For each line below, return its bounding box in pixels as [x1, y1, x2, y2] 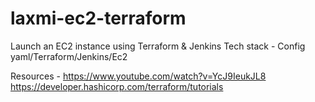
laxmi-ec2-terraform [10, 7, 187, 30]
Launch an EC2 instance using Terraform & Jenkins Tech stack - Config [10, 40, 306, 52]
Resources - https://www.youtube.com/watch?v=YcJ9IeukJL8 [10, 70, 267, 82]
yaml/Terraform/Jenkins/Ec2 [10, 50, 128, 62]
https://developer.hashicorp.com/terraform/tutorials [10, 80, 224, 92]
